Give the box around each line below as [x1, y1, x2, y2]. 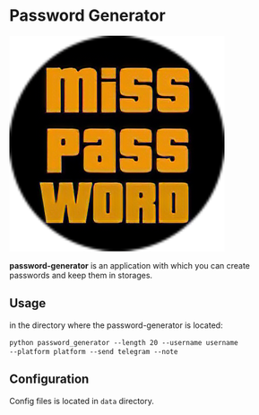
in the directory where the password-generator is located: [9, 320, 223, 331]
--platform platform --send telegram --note [9, 347, 178, 356]
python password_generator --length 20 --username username [9, 338, 239, 347]
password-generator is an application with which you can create [9, 260, 251, 270]
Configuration [9, 372, 90, 387]
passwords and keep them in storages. [9, 269, 153, 280]
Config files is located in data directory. [9, 395, 155, 406]
